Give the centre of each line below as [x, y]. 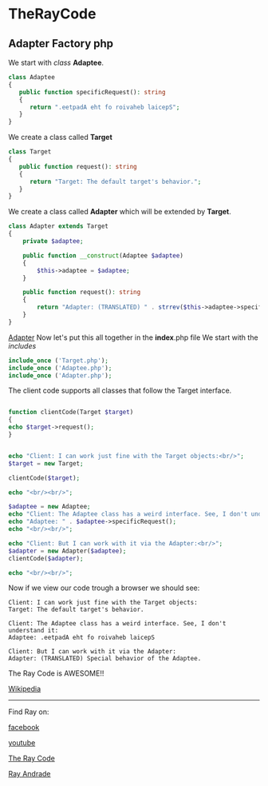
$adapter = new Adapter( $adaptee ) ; [67, 551]
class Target [30, 152]
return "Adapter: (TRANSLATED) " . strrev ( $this [119, 307]
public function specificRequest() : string [92, 92]
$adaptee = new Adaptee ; [49, 507]
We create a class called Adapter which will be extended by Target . [120, 212]
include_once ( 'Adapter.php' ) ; [60, 375]
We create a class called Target [61, 138]
